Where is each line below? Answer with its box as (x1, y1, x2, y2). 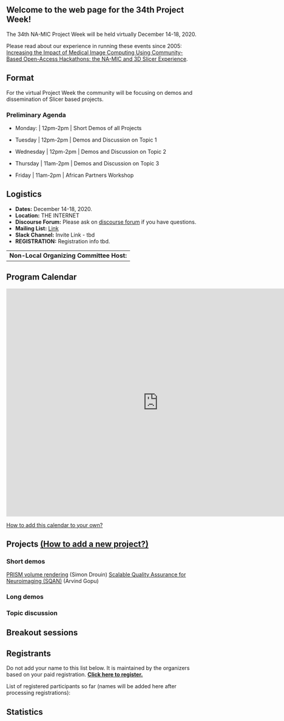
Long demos (6, 593, 44, 601)
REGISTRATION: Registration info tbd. (15, 237, 110, 245)
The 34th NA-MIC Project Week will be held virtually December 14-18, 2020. (6, 30, 197, 38)
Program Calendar (6, 272, 77, 282)
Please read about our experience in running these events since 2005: (6, 42, 182, 49)
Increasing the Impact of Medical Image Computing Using (6, 49, 150, 56)
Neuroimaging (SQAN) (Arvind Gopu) (6, 578, 99, 585)
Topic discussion (6, 609, 58, 618)
